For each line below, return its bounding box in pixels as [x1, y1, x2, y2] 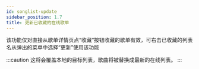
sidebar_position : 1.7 [6, 14, 62, 20]
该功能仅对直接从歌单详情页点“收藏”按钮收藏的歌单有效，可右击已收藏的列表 [6, 37, 193, 44]
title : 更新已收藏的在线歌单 [6, 19, 70, 25]
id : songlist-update [6, 8, 58, 15]
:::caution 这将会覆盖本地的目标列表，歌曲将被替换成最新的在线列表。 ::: [6, 57, 182, 64]
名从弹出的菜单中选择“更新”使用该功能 [6, 44, 100, 51]
